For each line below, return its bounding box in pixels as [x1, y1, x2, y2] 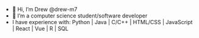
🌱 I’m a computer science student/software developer [12, 12, 148, 19]
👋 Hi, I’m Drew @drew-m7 [12, 6, 78, 13]
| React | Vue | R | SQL [12, 25, 69, 32]
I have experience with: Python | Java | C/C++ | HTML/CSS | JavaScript [12, 19, 193, 25]
